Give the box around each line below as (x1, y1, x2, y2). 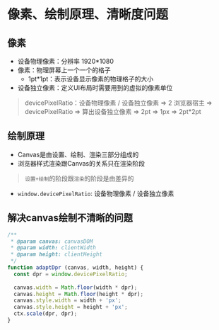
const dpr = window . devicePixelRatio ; (13, 271, 129, 278)
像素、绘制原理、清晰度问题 (7, 6, 169, 23)
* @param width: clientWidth (10, 244, 97, 251)
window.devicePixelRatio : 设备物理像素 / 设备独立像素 (17, 189, 174, 198)
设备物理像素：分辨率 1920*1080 (17, 57, 114, 65)
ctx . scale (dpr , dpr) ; (13, 310, 78, 317)
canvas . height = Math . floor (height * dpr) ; (13, 290, 143, 297)
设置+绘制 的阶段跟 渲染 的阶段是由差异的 (24, 174, 134, 183)
